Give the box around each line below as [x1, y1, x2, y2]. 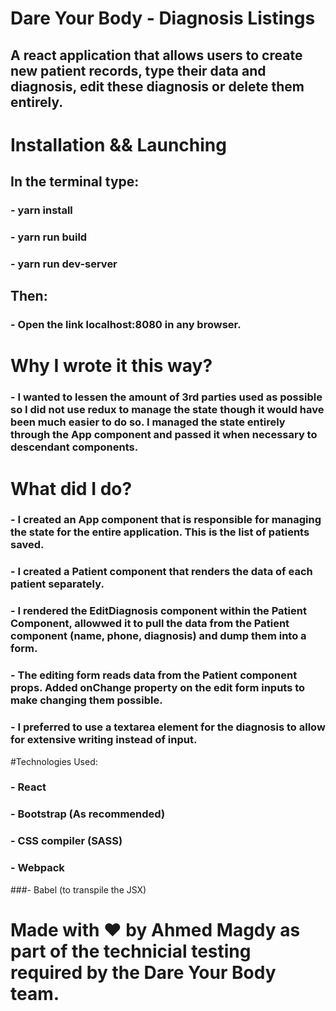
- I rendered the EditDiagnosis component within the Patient [10, 604, 307, 618]
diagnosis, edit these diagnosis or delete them [10, 78, 305, 95]
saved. [10, 538, 45, 552]
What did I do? [10, 477, 133, 500]
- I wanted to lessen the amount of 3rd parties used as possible [10, 390, 323, 404]
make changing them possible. [10, 693, 163, 707]
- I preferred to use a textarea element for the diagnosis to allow [10, 720, 326, 734]
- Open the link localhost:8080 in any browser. [10, 318, 242, 332]
